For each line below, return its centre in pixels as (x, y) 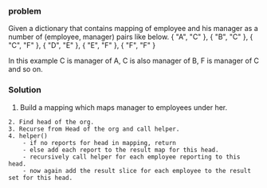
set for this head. (41, 178)
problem (25, 11)
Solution (25, 90)
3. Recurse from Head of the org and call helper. (94, 129)
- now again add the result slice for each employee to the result (137, 170)
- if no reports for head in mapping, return (100, 143)
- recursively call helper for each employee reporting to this (132, 157)
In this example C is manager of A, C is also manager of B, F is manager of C (134, 61)
